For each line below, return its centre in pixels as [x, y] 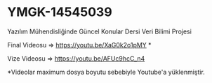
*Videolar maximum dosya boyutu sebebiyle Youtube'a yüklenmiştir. [106, 72]
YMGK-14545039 [60, 12]
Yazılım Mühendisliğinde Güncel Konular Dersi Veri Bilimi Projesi [99, 31]
